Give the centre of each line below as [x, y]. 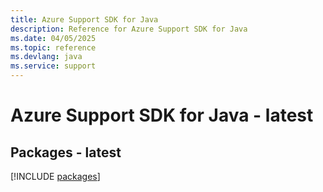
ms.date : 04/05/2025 [53, 38]
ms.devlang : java [46, 57]
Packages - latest [66, 152]
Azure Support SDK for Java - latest [162, 115]
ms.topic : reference [53, 47]
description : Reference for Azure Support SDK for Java [129, 29]
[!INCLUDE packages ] [55, 176]
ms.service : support [53, 66]
